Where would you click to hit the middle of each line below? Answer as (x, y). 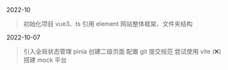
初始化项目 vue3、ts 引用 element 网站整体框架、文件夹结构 (108, 24)
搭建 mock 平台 (45, 60)
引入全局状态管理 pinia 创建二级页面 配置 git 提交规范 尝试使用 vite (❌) (122, 51)
